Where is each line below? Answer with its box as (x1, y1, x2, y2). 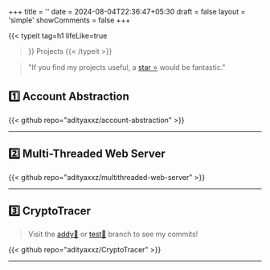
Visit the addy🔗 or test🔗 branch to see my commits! (27, 229, 198, 239)
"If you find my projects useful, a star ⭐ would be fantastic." (27, 63, 227, 72)
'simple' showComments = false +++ (8, 15, 131, 25)
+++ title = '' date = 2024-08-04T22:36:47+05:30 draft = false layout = (8, 7, 246, 16)
